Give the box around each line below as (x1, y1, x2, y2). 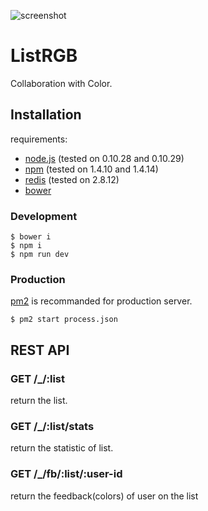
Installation (10, 106, 82, 124)
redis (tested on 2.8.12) (24, 173, 120, 185)
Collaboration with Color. (10, 77, 113, 89)
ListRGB (10, 45, 78, 67)
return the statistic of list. (10, 442, 114, 454)
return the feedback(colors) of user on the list (10, 490, 199, 502)
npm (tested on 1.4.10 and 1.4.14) (24, 163, 159, 175)
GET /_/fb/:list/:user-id (10, 467, 123, 481)
